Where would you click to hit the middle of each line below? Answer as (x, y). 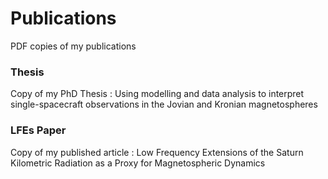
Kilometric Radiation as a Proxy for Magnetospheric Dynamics (138, 163)
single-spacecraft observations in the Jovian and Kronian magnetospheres (164, 104)
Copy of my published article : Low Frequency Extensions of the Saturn (157, 152)
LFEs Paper (38, 130)
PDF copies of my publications (73, 46)
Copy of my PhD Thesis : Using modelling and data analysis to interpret (157, 94)
